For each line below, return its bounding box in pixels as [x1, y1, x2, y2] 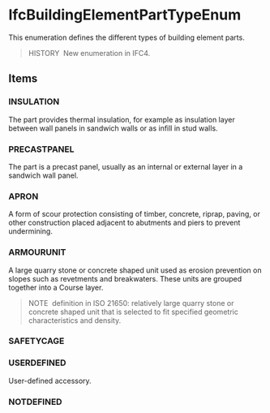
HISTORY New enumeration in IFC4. [28, 48, 151, 58]
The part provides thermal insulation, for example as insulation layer [8, 114, 235, 124]
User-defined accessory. [8, 376, 92, 385]
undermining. [8, 226, 53, 236]
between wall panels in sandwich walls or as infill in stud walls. [8, 123, 218, 133]
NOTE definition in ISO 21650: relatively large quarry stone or [28, 298, 234, 308]
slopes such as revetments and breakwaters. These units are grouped [8, 273, 242, 283]
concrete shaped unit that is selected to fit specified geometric [28, 307, 239, 316]
